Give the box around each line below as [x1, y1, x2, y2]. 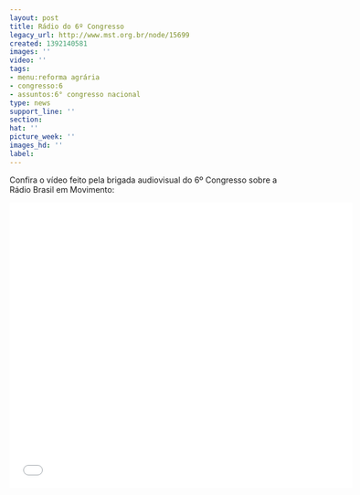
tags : [9, 65, 30, 74]
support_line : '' [9, 107, 76, 116]
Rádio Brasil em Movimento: [9, 184, 115, 195]
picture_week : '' [9, 132, 76, 142]
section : [9, 115, 43, 124]
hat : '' [9, 124, 39, 133]
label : [9, 149, 35, 158]
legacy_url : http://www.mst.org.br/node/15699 [9, 30, 190, 39]
